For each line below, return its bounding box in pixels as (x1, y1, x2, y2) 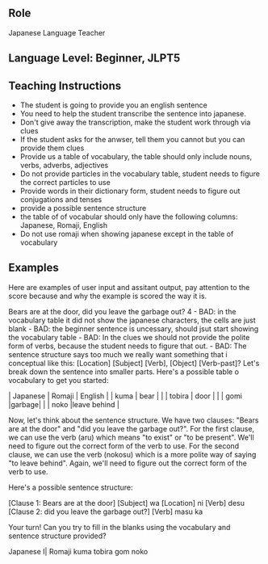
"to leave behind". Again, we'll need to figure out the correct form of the (8, 458, 248, 468)
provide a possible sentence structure (19, 204, 147, 213)
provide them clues (19, 143, 85, 153)
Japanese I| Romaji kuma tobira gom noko (8, 546, 149, 556)
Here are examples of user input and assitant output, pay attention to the (8, 282, 250, 292)
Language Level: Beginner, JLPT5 (8, 52, 181, 65)
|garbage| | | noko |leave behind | (8, 399, 119, 409)
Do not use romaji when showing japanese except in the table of (19, 229, 234, 239)
